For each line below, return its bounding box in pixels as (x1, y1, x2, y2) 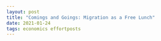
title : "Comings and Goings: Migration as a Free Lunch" (6, 14, 155, 20)
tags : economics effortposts (6, 25, 81, 32)
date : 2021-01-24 (6, 20, 51, 26)
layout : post (6, 8, 40, 15)
